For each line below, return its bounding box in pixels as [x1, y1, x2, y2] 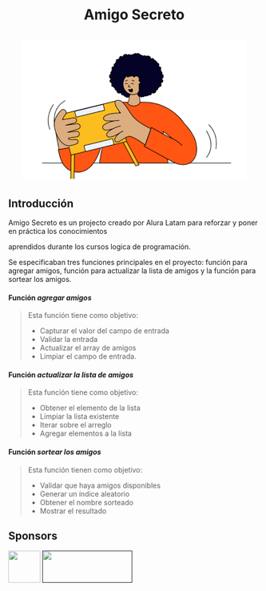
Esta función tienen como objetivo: [27, 464, 143, 474]
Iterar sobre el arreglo [39, 420, 112, 430]
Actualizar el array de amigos [39, 343, 137, 353]
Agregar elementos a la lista [39, 428, 132, 438]
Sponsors [8, 529, 58, 542]
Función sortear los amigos [8, 447, 101, 456]
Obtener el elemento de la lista [39, 403, 141, 413]
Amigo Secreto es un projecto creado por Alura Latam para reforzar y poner [8, 218, 258, 227]
